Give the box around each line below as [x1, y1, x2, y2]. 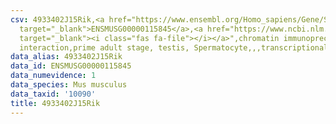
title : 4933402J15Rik [10, 98, 101, 108]
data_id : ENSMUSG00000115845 [10, 61, 132, 71]
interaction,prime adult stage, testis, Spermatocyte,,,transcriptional [19, 42, 329, 53]
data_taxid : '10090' [10, 89, 97, 99]
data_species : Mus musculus [10, 80, 128, 90]
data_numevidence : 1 [10, 71, 97, 81]
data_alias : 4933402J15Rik [10, 52, 123, 62]
